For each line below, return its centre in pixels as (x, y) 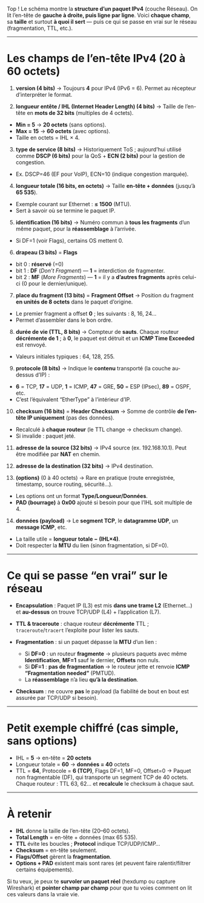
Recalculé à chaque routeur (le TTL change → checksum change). (99, 429)
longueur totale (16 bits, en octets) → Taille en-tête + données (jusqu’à (105, 185)
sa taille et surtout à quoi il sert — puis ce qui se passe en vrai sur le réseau (102, 22)
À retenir (29, 814)
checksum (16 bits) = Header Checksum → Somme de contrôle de (100, 411)
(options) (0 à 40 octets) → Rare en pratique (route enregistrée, (95, 477)
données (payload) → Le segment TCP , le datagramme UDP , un (97, 521)
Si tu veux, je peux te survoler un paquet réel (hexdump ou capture (91, 881)
